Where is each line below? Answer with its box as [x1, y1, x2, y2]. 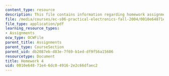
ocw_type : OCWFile [5, 35, 44, 40]
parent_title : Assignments [5, 40, 62, 45]
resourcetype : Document [5, 53, 55, 59]
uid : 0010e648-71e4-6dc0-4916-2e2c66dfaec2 [5, 63, 98, 68]
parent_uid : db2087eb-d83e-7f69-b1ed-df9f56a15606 [5, 49, 114, 54]
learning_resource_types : [5, 26, 59, 31]
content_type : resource [5, 7, 55, 12]
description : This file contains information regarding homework [5, 12, 145, 17]
